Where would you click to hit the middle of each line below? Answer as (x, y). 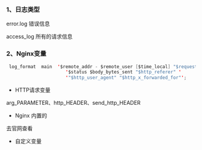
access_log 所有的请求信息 (39, 37)
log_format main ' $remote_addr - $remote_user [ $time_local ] (90, 67)
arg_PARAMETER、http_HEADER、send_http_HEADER (74, 103)
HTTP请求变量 (33, 90)
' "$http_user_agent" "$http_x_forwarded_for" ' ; (126, 78)
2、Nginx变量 (26, 54)
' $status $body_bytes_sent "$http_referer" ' (123, 72)
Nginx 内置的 (31, 116)
